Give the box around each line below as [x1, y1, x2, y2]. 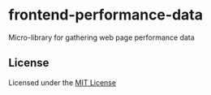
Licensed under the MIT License [8, 77, 116, 87]
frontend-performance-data [8, 6, 203, 24]
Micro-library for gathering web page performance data [8, 32, 195, 42]
